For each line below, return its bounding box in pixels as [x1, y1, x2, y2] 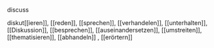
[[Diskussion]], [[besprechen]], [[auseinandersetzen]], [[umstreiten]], [7, 26, 202, 34]
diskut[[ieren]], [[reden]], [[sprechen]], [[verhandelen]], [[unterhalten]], [7, 19, 208, 26]
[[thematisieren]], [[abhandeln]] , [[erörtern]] [7, 33, 133, 41]
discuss [7, 6, 29, 14]
